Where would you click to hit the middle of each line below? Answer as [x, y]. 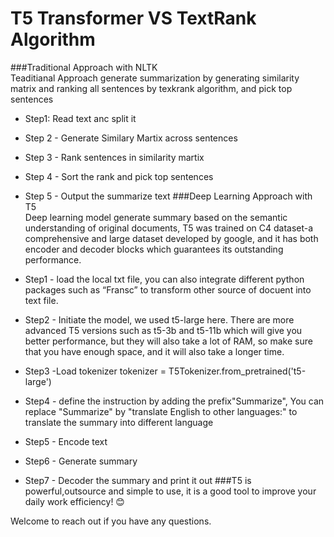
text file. [41, 300]
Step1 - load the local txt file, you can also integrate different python [164, 279]
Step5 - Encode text [66, 441]
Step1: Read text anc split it [80, 118]
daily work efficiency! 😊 [74, 501]
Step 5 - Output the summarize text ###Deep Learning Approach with [168, 196]
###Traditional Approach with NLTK [84, 67]
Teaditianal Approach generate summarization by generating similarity [155, 78]
